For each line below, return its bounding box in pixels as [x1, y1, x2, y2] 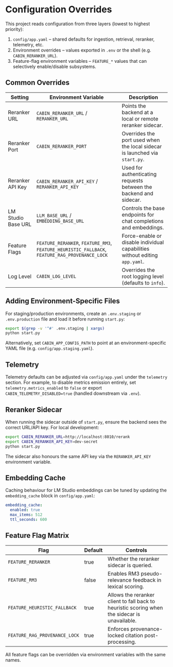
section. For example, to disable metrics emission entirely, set [5, 379, 136, 385]
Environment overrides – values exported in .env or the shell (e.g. [12, 47, 151, 53]
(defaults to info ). [122, 279, 165, 286]
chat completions [122, 217, 164, 224]
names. [5, 657, 21, 663]
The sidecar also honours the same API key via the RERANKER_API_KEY [5, 453, 151, 459]
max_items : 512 [10, 512, 43, 518]
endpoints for [122, 211, 154, 218]
